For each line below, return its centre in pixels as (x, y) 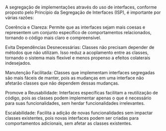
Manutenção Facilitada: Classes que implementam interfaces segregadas (80, 73)
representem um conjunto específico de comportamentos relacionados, (78, 32)
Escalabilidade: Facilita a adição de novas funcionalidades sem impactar (79, 113)
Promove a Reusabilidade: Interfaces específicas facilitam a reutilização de (82, 93)
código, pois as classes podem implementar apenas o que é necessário (78, 98)
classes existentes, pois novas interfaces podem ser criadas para (72, 118)
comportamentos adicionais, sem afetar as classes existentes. (69, 123)
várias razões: (20, 18)
